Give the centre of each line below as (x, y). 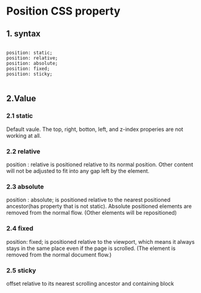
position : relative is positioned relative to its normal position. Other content (100, 164)
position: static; (29, 53)
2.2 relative (23, 151)
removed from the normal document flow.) (59, 254)
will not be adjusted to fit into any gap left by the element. (78, 170)
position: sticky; (29, 74)
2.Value (21, 99)
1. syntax (24, 34)
